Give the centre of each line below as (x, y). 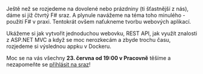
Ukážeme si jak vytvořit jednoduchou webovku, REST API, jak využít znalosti (102, 33)
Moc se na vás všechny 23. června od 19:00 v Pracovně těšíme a (88, 58)
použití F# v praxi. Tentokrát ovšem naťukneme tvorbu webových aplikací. (99, 22)
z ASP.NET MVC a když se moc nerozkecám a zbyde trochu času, (88, 40)
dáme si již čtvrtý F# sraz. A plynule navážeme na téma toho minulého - (96, 15)
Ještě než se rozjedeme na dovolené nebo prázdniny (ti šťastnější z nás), (98, 9)
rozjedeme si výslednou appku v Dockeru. (59, 46)
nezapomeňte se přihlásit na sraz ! (48, 64)
